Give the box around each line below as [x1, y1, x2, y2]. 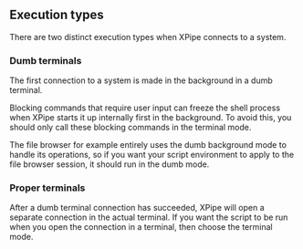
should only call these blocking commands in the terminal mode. [9, 122, 252, 133]
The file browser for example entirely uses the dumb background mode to [9, 140, 287, 150]
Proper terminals [9, 182, 86, 194]
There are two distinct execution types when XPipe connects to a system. [9, 31, 287, 42]
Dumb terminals [9, 54, 82, 67]
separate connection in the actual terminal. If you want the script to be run [9, 212, 288, 223]
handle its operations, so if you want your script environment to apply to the [9, 150, 295, 161]
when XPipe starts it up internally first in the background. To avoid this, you [9, 112, 292, 123]
